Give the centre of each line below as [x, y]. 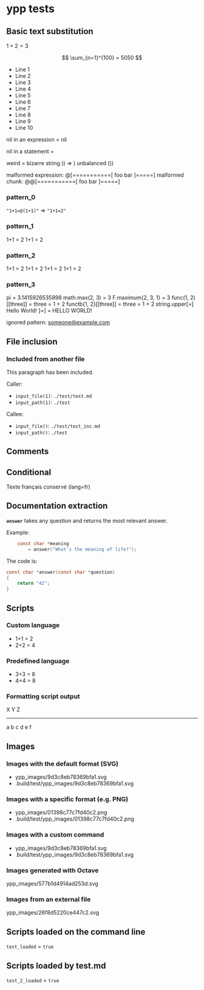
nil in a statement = [30, 151]
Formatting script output [43, 696]
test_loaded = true [30, 947]
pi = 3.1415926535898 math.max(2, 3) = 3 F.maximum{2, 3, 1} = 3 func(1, [98, 298]
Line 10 [24, 128]
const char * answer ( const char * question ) [61, 572]
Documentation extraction [57, 506]
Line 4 [23, 89]
